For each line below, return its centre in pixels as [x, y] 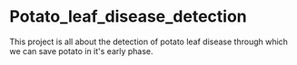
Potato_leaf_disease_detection [128, 17]
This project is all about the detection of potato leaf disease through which [149, 42]
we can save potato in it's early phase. [81, 51]
